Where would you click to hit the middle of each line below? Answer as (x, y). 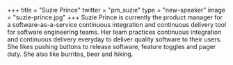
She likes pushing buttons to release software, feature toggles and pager (112, 47)
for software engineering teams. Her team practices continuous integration (114, 32)
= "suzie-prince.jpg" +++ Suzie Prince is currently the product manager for (115, 17)
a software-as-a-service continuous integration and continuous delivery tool (117, 25)
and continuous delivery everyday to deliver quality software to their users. (115, 39)
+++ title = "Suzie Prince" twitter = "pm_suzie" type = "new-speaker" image (116, 10)
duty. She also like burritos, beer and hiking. (70, 54)
